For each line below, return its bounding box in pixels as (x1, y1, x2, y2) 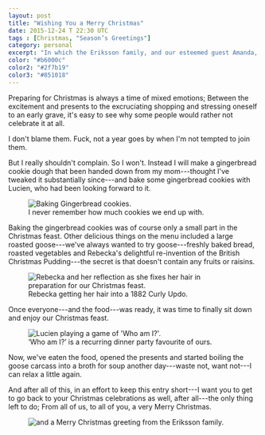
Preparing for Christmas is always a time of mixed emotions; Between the (8, 93, 249, 102)
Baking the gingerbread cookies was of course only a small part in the (8, 223, 238, 232)
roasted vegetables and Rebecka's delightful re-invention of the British (8, 248, 240, 258)
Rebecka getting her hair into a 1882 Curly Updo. (28, 289, 189, 299)
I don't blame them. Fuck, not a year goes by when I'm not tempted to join (8, 133, 251, 144)
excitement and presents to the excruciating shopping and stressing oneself (8, 101, 257, 111)
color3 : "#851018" (8, 71, 69, 79)
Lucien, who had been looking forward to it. (8, 183, 151, 192)
